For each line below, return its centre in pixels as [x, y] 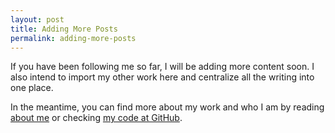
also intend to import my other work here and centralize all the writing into [162, 77]
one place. [32, 88]
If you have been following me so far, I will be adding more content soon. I [162, 67]
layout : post [37, 19]
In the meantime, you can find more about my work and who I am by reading [167, 107]
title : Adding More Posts [64, 29]
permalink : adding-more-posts [73, 38]
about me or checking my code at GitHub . [96, 118]
